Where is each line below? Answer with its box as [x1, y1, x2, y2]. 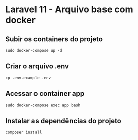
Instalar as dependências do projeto [5, 117, 122, 125]
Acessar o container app [5, 89, 85, 98]
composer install [5, 130, 42, 135]
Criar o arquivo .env [5, 62, 70, 71]
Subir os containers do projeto [5, 35, 103, 43]
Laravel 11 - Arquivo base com [5, 4, 133, 15]
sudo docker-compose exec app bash [5, 103, 81, 108]
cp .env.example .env [5, 75, 51, 80]
